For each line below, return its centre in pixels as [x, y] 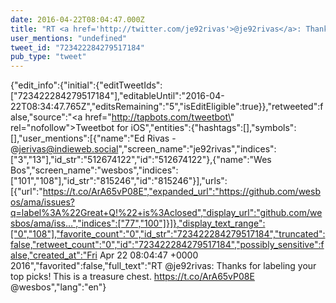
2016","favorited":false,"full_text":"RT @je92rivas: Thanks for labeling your [163, 266]
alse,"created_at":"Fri [54, 255]
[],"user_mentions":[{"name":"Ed [77, 138]
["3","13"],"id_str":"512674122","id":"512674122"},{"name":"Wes [141, 160]
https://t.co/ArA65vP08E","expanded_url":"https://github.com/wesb [181, 192]
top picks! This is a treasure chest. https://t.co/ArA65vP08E [132, 277]
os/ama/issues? [43, 202]
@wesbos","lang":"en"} [58, 287]
